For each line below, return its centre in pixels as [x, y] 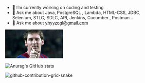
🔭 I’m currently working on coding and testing [58, 7]
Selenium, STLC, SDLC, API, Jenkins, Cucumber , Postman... [73, 18]
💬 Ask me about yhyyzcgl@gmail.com [50, 23]
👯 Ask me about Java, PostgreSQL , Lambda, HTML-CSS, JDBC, [76, 13]
